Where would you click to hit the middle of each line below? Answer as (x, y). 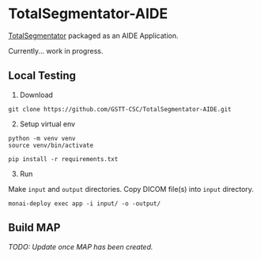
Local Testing (42, 76)
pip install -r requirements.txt (63, 159)
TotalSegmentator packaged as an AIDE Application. (93, 36)
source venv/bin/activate (51, 145)
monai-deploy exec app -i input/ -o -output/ (84, 203)
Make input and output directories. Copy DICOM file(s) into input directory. (131, 189)
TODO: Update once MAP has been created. (81, 246)
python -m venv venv (42, 138)
